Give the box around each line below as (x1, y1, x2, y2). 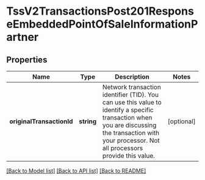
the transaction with (103, 129, 160, 137)
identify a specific (103, 106, 154, 114)
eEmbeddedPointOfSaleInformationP (6, 17, 198, 31)
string (79, 117, 97, 126)
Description (115, 73, 149, 81)
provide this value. (103, 151, 156, 160)
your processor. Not (103, 136, 160, 145)
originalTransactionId (9, 117, 73, 126)
